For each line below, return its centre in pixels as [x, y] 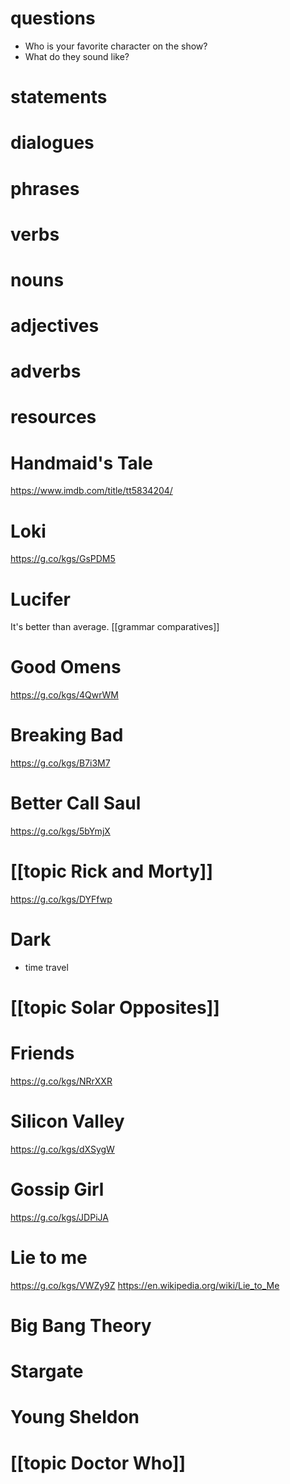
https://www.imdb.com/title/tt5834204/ [91, 491]
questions [53, 18]
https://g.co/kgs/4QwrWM [64, 695]
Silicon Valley [67, 1121]
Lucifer [40, 599]
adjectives [55, 326]
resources [53, 417]
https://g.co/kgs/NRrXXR [61, 1081]
